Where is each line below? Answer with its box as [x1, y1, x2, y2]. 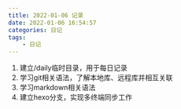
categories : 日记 [8, 26, 63, 34]
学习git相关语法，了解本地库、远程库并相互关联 [19, 73, 173, 82]
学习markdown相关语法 [19, 83, 96, 93]
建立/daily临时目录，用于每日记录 [19, 64, 127, 73]
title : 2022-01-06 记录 [8, 11, 84, 20]
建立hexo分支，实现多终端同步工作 [19, 93, 132, 102]
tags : [8, 33, 26, 42]
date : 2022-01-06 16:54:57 [8, 19, 97, 27]
